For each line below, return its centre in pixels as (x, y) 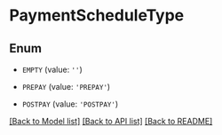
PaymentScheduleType (97, 16)
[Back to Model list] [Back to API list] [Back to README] (111, 121)
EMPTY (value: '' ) (52, 69)
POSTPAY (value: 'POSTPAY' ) (70, 104)
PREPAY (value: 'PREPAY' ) (66, 87)
